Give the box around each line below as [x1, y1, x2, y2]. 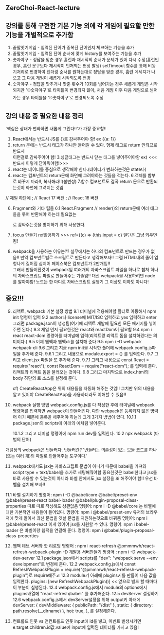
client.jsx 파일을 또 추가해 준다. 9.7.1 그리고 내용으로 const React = [21, 357, 149, 363]
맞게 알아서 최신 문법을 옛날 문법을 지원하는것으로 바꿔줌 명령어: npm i [14, 515, 148, 521]
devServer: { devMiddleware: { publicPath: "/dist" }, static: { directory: [12, 602, 153, 608]
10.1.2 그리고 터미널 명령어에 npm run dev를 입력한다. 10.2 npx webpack [12, 430, 153, 436]
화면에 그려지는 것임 [25, 185, 64, 191]
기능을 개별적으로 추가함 [5, 31, 73, 39]
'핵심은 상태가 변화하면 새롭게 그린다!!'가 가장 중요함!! [5, 126, 107, 132]
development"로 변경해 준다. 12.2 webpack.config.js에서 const [12, 561, 136, 567]
